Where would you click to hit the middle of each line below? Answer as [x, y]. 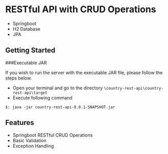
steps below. [19, 78]
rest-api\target [30, 93]
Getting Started [30, 50]
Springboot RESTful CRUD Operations [53, 135]
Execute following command [42, 97]
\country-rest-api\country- [134, 88]
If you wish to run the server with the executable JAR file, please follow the [84, 72]
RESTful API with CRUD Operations [81, 9]
